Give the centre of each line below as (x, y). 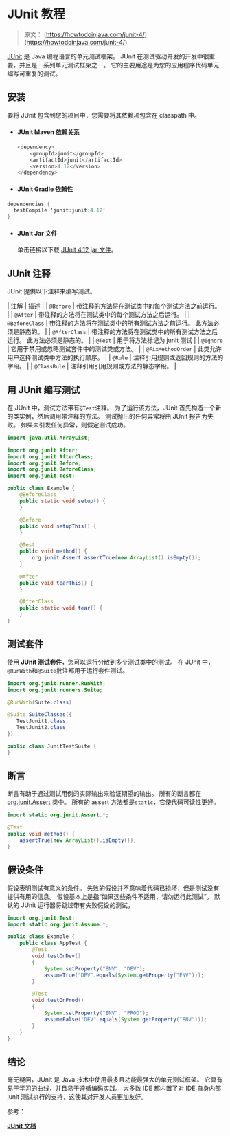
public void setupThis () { (58, 526)
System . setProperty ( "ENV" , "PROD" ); (96, 1013)
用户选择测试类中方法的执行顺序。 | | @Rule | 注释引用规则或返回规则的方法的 (115, 357)
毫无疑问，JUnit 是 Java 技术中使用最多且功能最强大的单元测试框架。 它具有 (115, 1080)
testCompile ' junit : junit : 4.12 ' (60, 210)
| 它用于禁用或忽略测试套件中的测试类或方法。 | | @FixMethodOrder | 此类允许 (114, 349)
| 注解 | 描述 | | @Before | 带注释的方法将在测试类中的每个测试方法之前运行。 (114, 306)
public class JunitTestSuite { (52, 746)
